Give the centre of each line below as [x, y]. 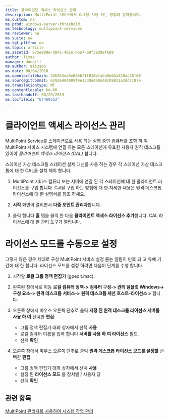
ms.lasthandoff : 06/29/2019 [35, 95]
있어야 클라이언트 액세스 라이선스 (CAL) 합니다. [52, 154]
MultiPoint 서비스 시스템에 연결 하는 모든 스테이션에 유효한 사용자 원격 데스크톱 [83, 147]
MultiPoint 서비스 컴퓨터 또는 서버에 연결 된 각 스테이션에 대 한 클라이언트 [85, 181]
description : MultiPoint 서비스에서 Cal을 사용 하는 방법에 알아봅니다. [74, 15]
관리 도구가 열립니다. [61, 222]
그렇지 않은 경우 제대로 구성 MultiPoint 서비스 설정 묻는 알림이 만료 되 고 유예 [81, 259]
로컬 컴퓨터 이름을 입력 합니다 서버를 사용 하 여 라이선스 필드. [79, 334]
